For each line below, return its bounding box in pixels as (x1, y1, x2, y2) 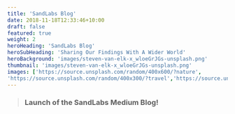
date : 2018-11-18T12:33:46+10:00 (7, 17, 105, 24)
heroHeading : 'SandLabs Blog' (7, 42, 96, 49)
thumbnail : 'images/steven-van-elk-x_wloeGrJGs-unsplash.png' (7, 62, 192, 69)
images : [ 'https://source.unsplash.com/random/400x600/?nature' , (7, 68, 201, 75)
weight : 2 (7, 36, 36, 43)
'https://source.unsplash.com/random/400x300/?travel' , (7, 74, 173, 82)
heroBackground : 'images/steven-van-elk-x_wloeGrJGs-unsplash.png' (7, 56, 208, 63)
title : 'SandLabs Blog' (7, 10, 77, 17)
